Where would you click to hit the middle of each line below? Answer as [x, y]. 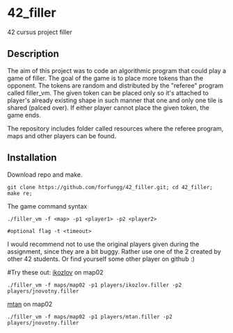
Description [33, 54]
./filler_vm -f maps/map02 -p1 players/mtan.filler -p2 [90, 317]
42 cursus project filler [40, 32]
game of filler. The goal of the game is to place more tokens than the [105, 78]
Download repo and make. [45, 174]
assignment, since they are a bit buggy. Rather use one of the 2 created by [114, 251]
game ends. [24, 115]
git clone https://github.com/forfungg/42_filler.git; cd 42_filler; [110, 187]
